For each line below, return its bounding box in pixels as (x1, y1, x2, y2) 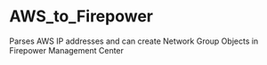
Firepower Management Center (9, 45, 125, 55)
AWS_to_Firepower (9, 6, 154, 27)
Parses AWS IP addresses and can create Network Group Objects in (9, 36, 259, 46)
